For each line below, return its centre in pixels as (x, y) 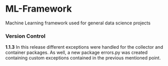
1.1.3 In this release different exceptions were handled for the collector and (84, 47)
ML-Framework (39, 9)
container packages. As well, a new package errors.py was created (77, 53)
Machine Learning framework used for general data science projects (78, 23)
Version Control (25, 36)
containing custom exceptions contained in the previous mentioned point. (83, 58)
